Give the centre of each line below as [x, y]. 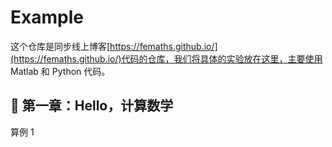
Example [47, 17]
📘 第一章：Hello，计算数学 [92, 106]
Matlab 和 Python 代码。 [60, 71]
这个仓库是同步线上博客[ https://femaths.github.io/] [114, 46]
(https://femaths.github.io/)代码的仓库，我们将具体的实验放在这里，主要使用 [166, 58]
